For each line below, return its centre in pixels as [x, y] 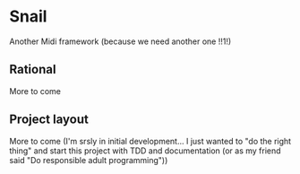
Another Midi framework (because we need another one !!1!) [120, 41]
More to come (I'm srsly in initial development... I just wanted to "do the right [150, 141]
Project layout [49, 120]
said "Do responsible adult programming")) [89, 160]
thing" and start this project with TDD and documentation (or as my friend [145, 151]
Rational [33, 70]
